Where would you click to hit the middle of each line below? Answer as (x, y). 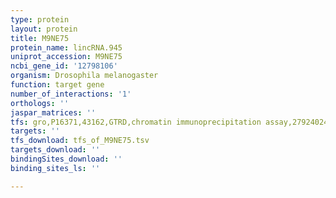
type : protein (40, 19)
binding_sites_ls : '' (55, 168)
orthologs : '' (40, 103)
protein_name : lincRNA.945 (66, 47)
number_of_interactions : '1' (71, 94)
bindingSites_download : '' (66, 159)
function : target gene (57, 85)
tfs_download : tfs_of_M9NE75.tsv (80, 141)
